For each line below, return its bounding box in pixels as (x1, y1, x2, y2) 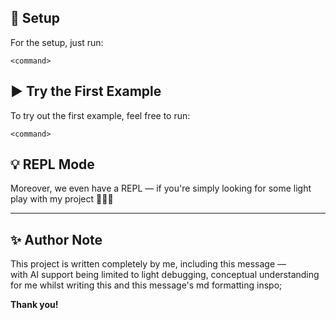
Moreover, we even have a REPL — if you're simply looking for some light (10, 182, 312, 195)
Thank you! (10, 299, 59, 311)
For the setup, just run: (10, 36, 104, 48)
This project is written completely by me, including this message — (10, 258, 287, 270)
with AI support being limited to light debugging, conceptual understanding (10, 269, 320, 281)
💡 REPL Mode (10, 156, 95, 173)
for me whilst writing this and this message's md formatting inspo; (10, 279, 283, 291)
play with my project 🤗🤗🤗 (10, 193, 114, 205)
